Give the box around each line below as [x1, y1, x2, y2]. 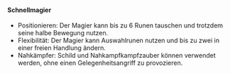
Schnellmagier [7, 6, 52, 14]
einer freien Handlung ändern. [17, 44, 106, 52]
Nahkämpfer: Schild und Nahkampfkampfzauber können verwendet [17, 51, 217, 60]
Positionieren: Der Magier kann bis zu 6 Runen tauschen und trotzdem [17, 21, 224, 30]
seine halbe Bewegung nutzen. [17, 29, 109, 37]
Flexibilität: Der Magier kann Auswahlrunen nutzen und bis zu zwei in [17, 36, 220, 45]
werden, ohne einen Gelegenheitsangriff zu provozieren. [17, 58, 183, 67]
